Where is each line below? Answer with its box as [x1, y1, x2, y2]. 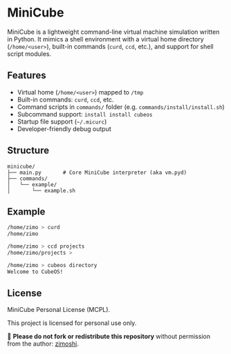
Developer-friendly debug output [17, 124, 112, 132]
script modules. [7, 50, 52, 58]
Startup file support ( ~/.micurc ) [17, 117, 107, 126]
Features [7, 70, 46, 81]
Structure [7, 145, 50, 157]
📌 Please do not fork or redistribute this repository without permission [7, 333, 211, 341]
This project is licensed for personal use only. [7, 319, 137, 327]
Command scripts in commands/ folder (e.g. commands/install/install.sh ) [17, 102, 225, 111]
